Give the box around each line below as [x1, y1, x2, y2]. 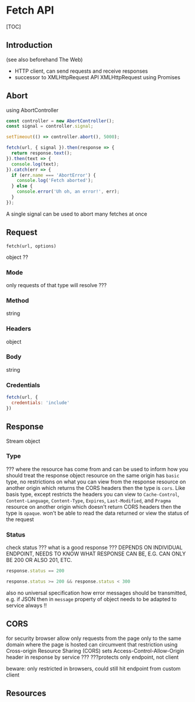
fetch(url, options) [6, 243, 57, 249]
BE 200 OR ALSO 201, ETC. [6, 557, 72, 564]
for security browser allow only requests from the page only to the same [6, 635, 181, 642]
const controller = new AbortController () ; [6, 118, 115, 124]
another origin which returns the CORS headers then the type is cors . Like [6, 484, 186, 491]
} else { [11, 183, 33, 189]
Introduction [6, 40, 53, 50]
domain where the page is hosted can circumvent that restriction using [6, 641, 178, 648]
